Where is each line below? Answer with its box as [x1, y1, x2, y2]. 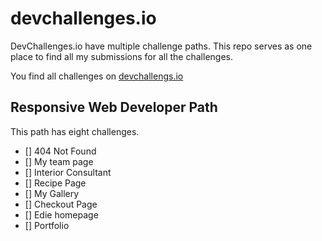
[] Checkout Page [24, 198, 98, 210]
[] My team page [24, 155, 94, 167]
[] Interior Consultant [24, 166, 112, 178]
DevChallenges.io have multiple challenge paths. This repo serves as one [10, 40, 313, 52]
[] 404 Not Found [24, 145, 97, 157]
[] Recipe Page [24, 177, 87, 189]
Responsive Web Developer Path [10, 99, 218, 116]
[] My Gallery [24, 187, 80, 199]
